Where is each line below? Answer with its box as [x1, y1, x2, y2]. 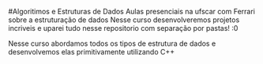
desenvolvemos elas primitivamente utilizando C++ [8, 47, 175, 56]
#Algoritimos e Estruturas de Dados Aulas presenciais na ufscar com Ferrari [8, 7, 255, 16]
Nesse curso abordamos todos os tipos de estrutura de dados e [8, 39, 216, 48]
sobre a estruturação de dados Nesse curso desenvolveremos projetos [8, 15, 240, 24]
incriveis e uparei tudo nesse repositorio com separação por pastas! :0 [8, 24, 239, 32]
